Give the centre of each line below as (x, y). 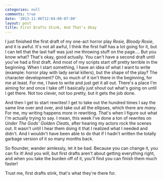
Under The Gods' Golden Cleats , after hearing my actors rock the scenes (78, 123)
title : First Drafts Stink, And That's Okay (51, 28)
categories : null (23, 9)
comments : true (20, 14)
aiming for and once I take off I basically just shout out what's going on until (81, 88)
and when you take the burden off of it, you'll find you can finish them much (81, 159)
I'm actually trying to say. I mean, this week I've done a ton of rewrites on (78, 118)
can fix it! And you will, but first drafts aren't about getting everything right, (80, 153)
